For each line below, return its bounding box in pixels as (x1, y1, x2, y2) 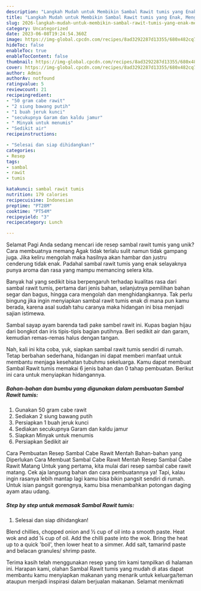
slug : (6, 20, 20, 26)
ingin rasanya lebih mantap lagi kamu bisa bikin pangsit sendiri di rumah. (6, 475, 185, 482)
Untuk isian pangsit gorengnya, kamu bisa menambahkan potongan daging (6, 482, 191, 489)
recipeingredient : (6, 92, 52, 98)
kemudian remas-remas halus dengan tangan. (6, 334, 120, 342)
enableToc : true (6, 48, 47, 54)
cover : (6, 64, 23, 71)
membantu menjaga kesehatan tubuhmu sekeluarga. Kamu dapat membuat (6, 358, 191, 365)
